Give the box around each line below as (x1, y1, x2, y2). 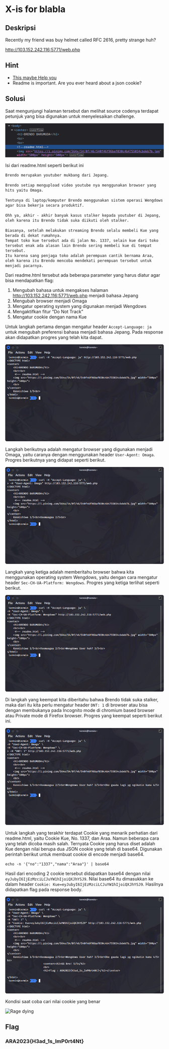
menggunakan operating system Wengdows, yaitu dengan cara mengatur (5, 574, 157, 580)
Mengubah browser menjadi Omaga (12, 298, 87, 304)
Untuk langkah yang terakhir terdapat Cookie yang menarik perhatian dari (5, 830, 158, 836)
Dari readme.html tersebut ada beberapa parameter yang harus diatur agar (5, 272, 160, 278)
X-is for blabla (5, 4, 66, 15)
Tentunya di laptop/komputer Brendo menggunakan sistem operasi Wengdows (5, 198, 163, 203)
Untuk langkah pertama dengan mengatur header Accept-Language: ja (5, 324, 152, 330)
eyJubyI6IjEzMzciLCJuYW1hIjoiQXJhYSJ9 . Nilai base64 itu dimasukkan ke (5, 876, 153, 882)
